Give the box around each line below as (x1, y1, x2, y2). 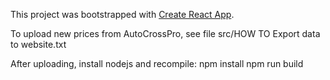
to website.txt (10, 39, 67, 50)
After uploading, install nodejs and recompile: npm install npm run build (10, 58, 304, 69)
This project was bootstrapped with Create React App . (10, 9, 235, 20)
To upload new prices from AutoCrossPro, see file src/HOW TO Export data (10, 28, 321, 39)
